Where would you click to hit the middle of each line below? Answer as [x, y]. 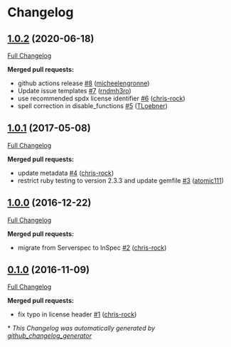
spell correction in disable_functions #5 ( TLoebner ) [93, 106]
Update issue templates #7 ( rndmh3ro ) [74, 91]
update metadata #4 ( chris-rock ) [66, 173]
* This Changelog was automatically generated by [81, 329]
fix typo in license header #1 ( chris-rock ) [77, 314]
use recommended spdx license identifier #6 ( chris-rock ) [102, 98]
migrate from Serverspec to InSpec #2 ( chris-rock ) [92, 247]
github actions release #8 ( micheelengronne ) [84, 83]
